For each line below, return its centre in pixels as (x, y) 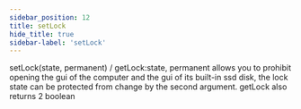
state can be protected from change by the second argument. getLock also (148, 87)
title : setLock (38, 26)
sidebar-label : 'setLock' (58, 42)
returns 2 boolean (42, 96)
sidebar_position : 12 (50, 17)
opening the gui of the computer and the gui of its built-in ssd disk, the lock (149, 78)
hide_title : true (42, 34)
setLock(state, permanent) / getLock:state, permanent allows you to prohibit (150, 68)
